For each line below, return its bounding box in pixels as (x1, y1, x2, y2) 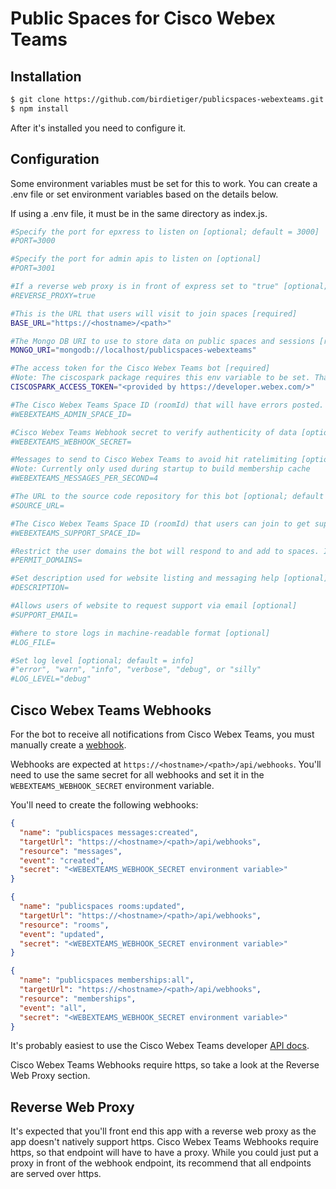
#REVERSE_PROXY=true (10, 290, 97, 301)
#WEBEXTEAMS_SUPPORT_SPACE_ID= (10, 528, 141, 538)
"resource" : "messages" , (19, 846, 123, 856)
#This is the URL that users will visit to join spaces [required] (10, 308, 298, 319)
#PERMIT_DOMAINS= (10, 555, 83, 566)
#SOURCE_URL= (10, 500, 65, 511)
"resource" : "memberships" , (19, 993, 137, 1004)
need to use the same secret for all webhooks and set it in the (10, 769, 265, 781)
